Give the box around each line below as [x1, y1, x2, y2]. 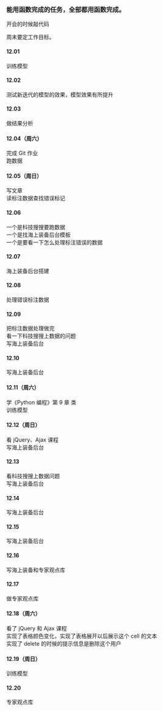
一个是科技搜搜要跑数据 [6, 223, 65, 230]
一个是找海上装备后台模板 [6, 231, 71, 238]
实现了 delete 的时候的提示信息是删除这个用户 [6, 640, 121, 647]
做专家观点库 [6, 594, 38, 602]
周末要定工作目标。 [6, 34, 55, 41]
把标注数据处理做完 [6, 325, 55, 332]
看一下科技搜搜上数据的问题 [6, 332, 76, 340]
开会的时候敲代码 [6, 20, 49, 28]
